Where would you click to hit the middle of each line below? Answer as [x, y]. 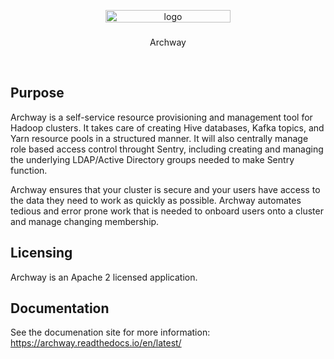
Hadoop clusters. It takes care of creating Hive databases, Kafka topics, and [167, 127]
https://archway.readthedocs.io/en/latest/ [96, 343]
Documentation [60, 308]
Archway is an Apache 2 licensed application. [104, 277]
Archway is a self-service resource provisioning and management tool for [161, 117]
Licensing [41, 253]
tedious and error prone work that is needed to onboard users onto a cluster [167, 211]
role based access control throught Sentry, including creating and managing [167, 149]
